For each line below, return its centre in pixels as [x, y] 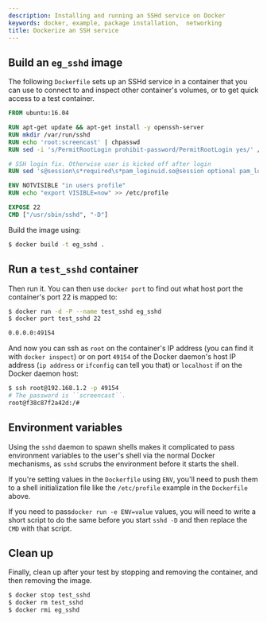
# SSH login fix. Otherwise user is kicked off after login [110, 164]
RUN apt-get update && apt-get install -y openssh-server [106, 128]
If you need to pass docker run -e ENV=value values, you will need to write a [132, 511]
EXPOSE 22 [25, 207]
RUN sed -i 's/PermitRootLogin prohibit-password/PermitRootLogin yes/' [131, 149]
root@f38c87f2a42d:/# [44, 403]
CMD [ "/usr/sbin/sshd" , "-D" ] [58, 214]
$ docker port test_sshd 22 [55, 319]
